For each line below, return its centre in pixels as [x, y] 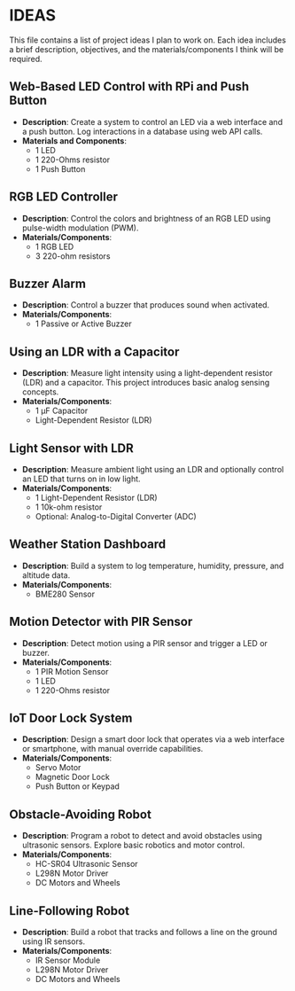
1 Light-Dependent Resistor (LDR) [96, 498]
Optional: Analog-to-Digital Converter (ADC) [116, 516]
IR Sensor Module [68, 960]
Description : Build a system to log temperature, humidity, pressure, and [153, 566]
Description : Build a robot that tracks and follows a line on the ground [149, 932]
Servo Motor [58, 768]
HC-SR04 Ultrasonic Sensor [87, 864]
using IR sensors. [54, 941]
